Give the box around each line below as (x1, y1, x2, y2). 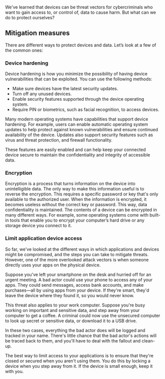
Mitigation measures (5, 29, 70, 38)
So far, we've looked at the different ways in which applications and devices (5, 246, 159, 252)
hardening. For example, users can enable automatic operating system (5, 121, 148, 127)
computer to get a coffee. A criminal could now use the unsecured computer (5, 312, 161, 318)
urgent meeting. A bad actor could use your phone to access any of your (5, 276, 153, 283)
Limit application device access (5, 235, 82, 242)
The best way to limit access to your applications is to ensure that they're (5, 352, 154, 358)
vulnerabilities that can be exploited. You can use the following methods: (5, 76, 153, 82)
